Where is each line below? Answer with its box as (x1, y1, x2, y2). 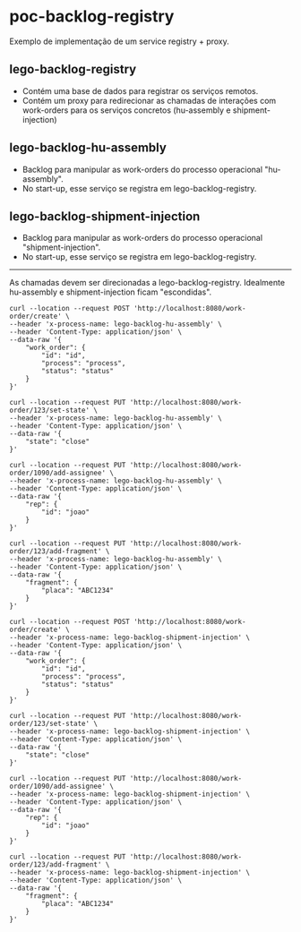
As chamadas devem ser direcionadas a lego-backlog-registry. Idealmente (9, 278, 285, 288)
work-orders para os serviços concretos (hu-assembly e (21, 105, 231, 115)
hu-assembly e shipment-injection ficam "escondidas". (9, 286, 212, 297)
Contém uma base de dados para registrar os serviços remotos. (21, 85, 259, 96)
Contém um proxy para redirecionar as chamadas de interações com (21, 95, 277, 106)
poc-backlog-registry (9, 6, 175, 27)
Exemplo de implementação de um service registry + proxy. (9, 36, 230, 47)
